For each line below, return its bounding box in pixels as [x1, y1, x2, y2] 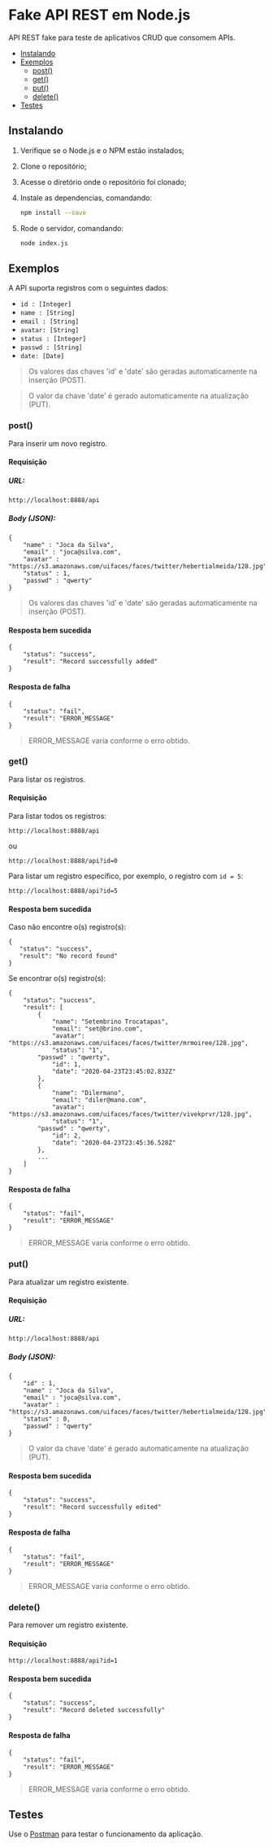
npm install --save [19, 208, 87, 217]
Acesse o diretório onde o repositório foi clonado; [19, 177, 187, 186]
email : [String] [19, 317, 80, 326]
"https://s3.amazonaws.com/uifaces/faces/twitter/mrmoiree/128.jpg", [8, 1039, 249, 1048]
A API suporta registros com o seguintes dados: [8, 283, 169, 293]
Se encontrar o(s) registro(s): [8, 974, 106, 983]
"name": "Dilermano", [51, 1089, 126, 1097]
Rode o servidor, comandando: [19, 223, 124, 233]
